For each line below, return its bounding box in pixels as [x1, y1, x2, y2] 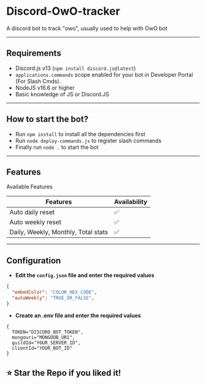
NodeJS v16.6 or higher [15, 84, 75, 91]
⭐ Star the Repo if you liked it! [6, 368, 121, 378]
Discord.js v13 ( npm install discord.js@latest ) [15, 64, 136, 72]
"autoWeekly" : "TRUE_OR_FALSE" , [12, 294, 95, 301]
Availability [114, 198, 148, 206]
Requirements [6, 48, 61, 59]
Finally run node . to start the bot [15, 143, 99, 151]
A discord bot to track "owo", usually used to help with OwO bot [6, 25, 167, 32]
